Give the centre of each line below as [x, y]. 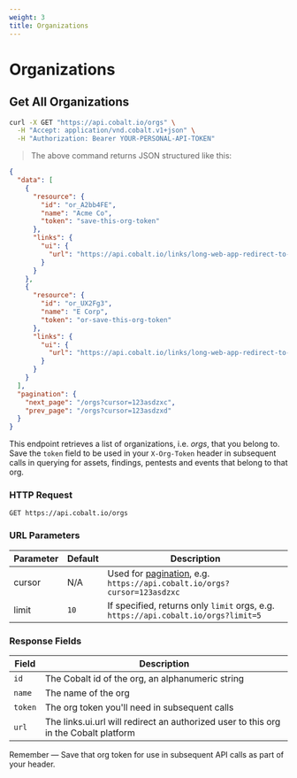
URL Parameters [45, 535]
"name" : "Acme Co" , [77, 213]
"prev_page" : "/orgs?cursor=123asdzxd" [99, 411]
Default [83, 558]
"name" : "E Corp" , [75, 312]
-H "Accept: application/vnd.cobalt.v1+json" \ [107, 131]
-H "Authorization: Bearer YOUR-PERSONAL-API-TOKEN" [116, 139]
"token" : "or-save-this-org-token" [107, 320]
